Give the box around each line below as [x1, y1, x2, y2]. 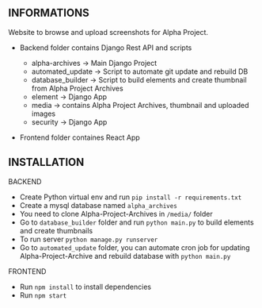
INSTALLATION [8, 156, 85, 169]
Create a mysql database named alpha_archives [19, 200, 178, 210]
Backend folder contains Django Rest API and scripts [19, 43, 192, 52]
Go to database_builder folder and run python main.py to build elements [19, 218, 255, 227]
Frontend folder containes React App [19, 133, 140, 142]
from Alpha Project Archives [31, 83, 124, 93]
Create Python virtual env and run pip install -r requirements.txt [19, 192, 242, 202]
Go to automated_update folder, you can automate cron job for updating [19, 242, 250, 252]
